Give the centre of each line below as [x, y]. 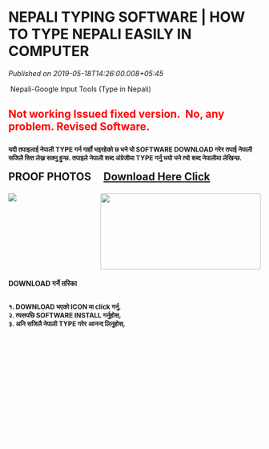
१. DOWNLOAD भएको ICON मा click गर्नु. [65, 307]
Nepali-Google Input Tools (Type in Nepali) [81, 89]
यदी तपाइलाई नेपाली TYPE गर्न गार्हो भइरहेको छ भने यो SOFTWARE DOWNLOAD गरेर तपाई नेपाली [130, 150]
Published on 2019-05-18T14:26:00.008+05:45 [86, 73]
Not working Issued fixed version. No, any [116, 114]
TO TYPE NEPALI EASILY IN [100, 34]
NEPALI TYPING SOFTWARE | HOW [127, 17]
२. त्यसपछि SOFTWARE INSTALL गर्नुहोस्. [65, 316]
